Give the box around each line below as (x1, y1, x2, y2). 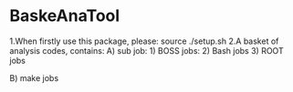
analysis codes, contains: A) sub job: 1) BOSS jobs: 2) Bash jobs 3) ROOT (9, 45, 285, 56)
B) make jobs (9, 72, 59, 83)
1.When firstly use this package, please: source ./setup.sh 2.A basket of (9, 36, 279, 46)
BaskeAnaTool (9, 5, 120, 26)
